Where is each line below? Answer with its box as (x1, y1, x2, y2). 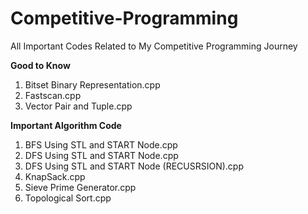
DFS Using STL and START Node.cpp (24, 149, 179, 161)
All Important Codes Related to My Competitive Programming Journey (10, 40, 298, 52)
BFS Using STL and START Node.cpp (24, 138, 178, 151)
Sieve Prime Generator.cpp (24, 181, 137, 193)
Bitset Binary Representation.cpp (24, 78, 161, 91)
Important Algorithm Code (10, 119, 122, 131)
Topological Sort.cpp (24, 192, 112, 204)
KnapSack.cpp (24, 170, 86, 182)
